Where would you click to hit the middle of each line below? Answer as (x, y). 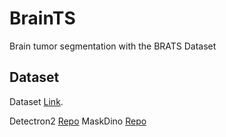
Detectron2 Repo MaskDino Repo (78, 121)
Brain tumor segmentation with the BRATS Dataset (113, 46)
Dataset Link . (36, 101)
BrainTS (42, 18)
